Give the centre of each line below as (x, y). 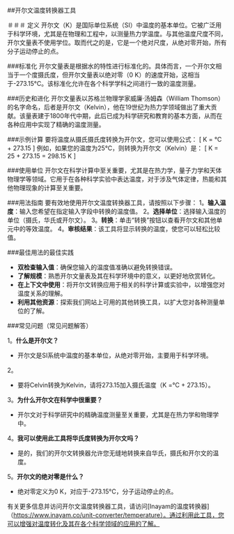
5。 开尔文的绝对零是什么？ (46, 476)
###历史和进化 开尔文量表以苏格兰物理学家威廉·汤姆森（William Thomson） (116, 98)
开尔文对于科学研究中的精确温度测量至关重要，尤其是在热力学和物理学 (118, 415)
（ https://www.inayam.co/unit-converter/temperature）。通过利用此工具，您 (116, 515)
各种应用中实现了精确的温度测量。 (56, 125)
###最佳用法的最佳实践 (41, 252)
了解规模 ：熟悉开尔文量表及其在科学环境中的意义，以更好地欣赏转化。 (118, 276)
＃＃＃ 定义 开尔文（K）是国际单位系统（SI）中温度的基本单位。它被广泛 (111, 25)
